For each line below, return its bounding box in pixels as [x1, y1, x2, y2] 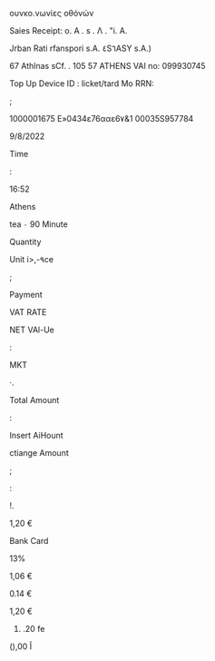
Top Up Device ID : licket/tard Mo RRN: [9, 78, 154, 89]
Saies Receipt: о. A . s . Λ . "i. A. [9, 25, 128, 35]
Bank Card [9, 536, 49, 546]
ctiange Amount [9, 448, 70, 458]
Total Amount [9, 395, 60, 405]
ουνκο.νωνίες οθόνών [9, 8, 94, 18]
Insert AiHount [9, 430, 64, 440]
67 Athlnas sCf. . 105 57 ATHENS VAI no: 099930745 [9, 61, 206, 71]
